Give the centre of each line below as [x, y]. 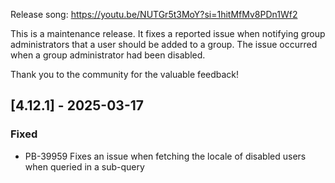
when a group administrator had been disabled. [108, 55]
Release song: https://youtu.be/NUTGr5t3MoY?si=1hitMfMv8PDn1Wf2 [154, 14]
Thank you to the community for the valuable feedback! [125, 74]
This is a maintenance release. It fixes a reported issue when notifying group [168, 33]
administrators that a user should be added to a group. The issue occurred [164, 44]
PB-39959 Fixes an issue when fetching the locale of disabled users [165, 156]
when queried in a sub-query [84, 166]
